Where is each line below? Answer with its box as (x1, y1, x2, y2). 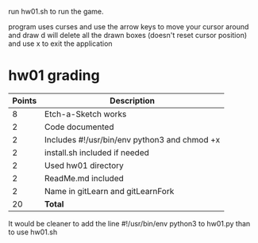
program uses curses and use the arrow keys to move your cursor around (8, 22, 249, 31)
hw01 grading (8, 66, 101, 85)
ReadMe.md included (44, 173, 125, 184)
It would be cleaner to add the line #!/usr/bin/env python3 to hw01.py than (8, 218, 251, 228)
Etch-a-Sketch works (44, 108, 127, 120)
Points (12, 95, 37, 106)
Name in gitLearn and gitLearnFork (44, 185, 175, 196)
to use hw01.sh (8, 227, 58, 237)
